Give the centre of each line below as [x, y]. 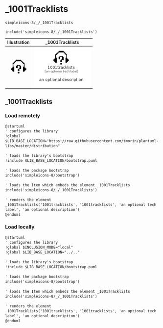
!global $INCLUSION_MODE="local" [39, 248]
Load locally [20, 227]
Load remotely [23, 115]
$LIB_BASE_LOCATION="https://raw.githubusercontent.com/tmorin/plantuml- [82, 141]
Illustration [19, 42]
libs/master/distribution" [33, 146]
